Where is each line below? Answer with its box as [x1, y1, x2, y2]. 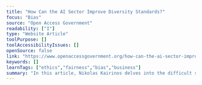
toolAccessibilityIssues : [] [6, 42, 79, 48]
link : [6, 53, 20, 59]
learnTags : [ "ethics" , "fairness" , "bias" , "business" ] [6, 64, 141, 71]
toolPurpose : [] [6, 37, 47, 42]
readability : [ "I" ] [6, 25, 55, 32]
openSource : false [6, 48, 52, 54]
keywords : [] [6, 59, 39, 65]
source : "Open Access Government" [6, 20, 93, 26]
